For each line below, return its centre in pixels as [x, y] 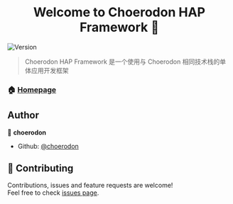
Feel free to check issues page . [53, 193]
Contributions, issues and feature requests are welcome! [90, 186]
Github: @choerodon [48, 146]
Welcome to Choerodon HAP [119, 12]
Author [23, 115]
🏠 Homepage [32, 89]
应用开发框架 [50, 70]
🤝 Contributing [40, 168]
